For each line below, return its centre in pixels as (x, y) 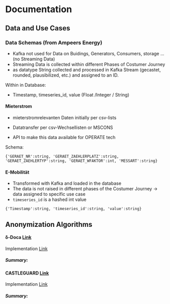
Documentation (39, 9)
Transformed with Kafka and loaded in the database (67, 183)
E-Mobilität (17, 172)
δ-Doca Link (19, 238)
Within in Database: (26, 85)
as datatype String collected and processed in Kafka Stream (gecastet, (87, 70)
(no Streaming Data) (34, 59)
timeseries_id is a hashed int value (49, 199)
